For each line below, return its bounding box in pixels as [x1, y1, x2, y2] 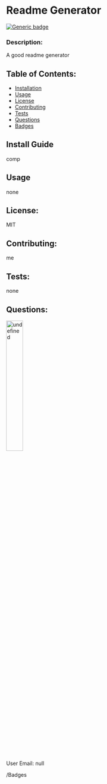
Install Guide [6, 140, 54, 150]
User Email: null [6, 760, 45, 767]
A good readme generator [6, 52, 70, 59]
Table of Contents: [6, 69, 77, 79]
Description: [6, 38, 43, 46]
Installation [14, 84, 42, 92]
